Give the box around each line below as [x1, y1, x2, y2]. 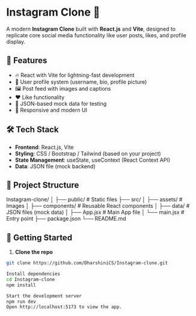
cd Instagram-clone [6, 276, 55, 282]
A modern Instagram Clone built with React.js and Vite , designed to [6, 25, 176, 32]
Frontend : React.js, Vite [14, 144, 74, 151]
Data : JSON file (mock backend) [14, 162, 96, 170]
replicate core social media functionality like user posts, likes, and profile [6, 31, 186, 38]
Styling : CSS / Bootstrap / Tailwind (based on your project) [14, 150, 161, 157]
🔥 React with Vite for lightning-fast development [14, 71, 135, 79]
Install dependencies [6, 271, 61, 277]
